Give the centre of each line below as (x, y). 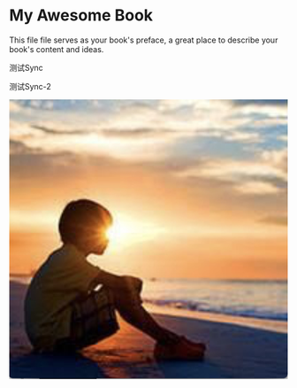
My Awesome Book (81, 16)
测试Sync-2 (30, 86)
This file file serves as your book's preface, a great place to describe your (144, 40)
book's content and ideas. (57, 49)
